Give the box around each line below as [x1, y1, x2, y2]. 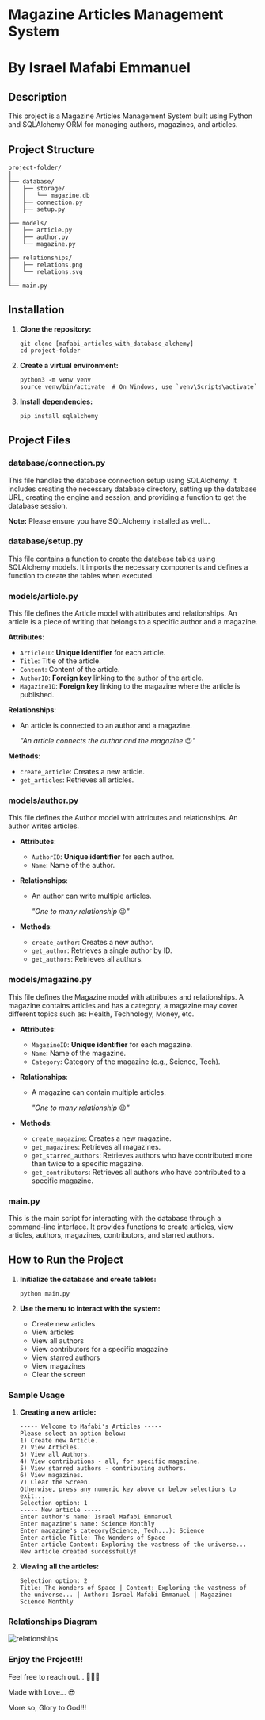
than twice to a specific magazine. [31, 1158, 144, 1168]
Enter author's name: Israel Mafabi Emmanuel [19, 1513, 172, 1521]
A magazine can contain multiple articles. [31, 1087, 166, 1096]
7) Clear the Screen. [19, 1478, 91, 1487]
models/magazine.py [8, 974, 93, 985]
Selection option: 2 [19, 1577, 88, 1585]
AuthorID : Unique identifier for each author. [31, 852, 175, 862]
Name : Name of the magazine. [31, 1048, 127, 1058]
